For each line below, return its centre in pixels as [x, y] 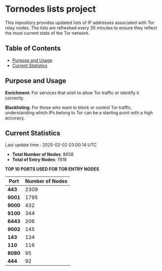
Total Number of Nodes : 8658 [43, 154]
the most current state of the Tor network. [47, 33]
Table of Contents [33, 48]
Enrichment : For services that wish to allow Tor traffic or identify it [72, 93]
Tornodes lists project [51, 9]
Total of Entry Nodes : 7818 [39, 160]
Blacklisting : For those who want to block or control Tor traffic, [69, 107]
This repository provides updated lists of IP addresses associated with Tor [80, 23]
